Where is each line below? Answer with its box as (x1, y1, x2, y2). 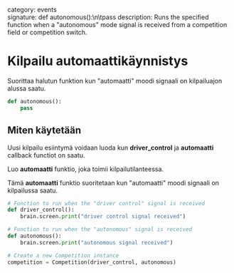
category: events (7, 6, 57, 14)
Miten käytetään (7, 124, 82, 137)
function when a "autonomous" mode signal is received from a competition (7, 21, 228, 29)
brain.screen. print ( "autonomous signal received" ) (20, 239, 174, 246)
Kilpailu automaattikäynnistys (7, 53, 188, 69)
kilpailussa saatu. (7, 186, 58, 195)
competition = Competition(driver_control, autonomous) (7, 259, 176, 266)
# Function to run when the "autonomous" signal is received (7, 226, 193, 233)
